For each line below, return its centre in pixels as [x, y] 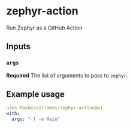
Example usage [35, 94]
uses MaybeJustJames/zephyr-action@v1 [55, 108]
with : [13, 114]
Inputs [19, 47]
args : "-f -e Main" [36, 119]
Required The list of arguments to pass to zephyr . [67, 75]
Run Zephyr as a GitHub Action [44, 28]
